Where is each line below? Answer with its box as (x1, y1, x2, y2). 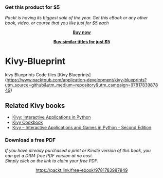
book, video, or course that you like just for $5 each (5, 20, 109, 26)
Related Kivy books (5, 101, 65, 110)
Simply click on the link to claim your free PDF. (5, 158, 99, 164)
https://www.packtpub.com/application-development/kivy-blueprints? (6, 77, 147, 83)
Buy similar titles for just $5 (53, 39, 110, 45)
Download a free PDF (5, 136, 56, 143)
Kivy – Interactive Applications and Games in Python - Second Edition (12, 125, 152, 130)
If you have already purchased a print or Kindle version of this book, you (5, 147, 151, 154)
